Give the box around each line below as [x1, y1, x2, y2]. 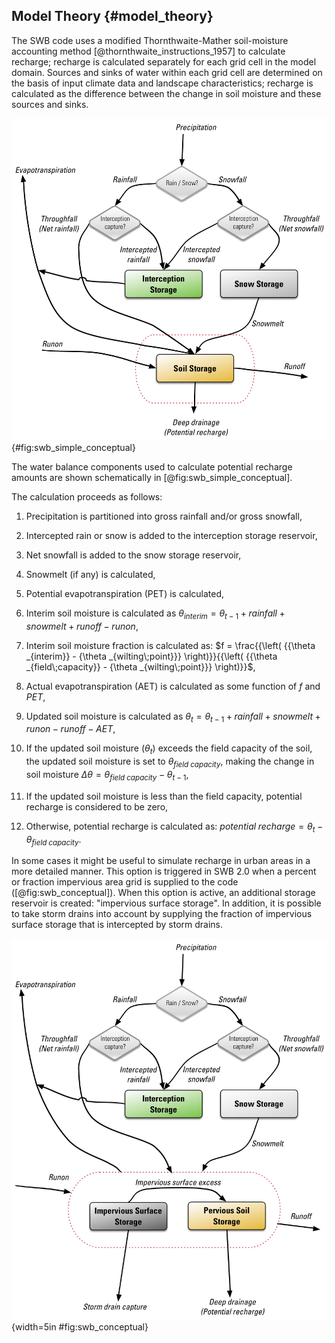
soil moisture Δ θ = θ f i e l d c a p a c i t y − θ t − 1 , [25, 769, 189, 783]
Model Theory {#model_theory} [11, 8, 214, 25]
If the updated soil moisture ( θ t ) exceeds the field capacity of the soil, [25, 742, 313, 757]
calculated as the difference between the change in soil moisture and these [11, 87, 322, 99]
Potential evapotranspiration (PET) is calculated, [25, 587, 225, 599]
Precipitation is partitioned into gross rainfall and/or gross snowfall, [25, 510, 303, 522]
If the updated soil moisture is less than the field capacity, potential [25, 790, 303, 802]
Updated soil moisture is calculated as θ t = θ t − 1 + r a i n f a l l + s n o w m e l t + [25, 710, 321, 724]
